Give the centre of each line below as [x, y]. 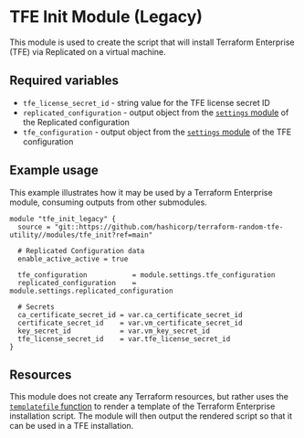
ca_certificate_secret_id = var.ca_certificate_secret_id [131, 315]
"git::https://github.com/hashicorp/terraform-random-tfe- [169, 227]
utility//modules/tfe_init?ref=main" [81, 235]
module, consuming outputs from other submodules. [108, 202]
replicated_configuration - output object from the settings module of [156, 112]
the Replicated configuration [76, 122]
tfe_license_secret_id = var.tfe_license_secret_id [124, 339]
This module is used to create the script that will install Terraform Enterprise [152, 42]
